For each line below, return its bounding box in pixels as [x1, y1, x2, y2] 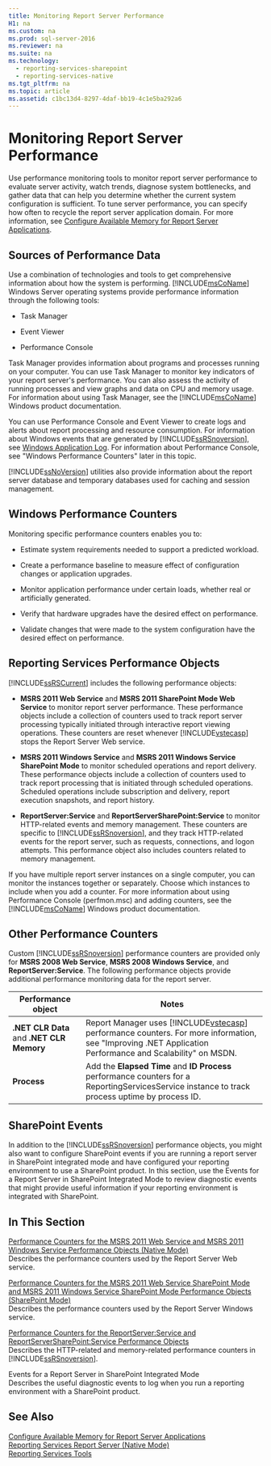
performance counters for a [85, 1071, 191, 1082]
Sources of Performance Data [8, 248, 161, 262]
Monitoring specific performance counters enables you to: [8, 529, 202, 539]
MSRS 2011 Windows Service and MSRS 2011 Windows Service [19, 752, 236, 762]
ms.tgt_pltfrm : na [8, 79, 70, 87]
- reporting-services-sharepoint [15, 65, 128, 73]
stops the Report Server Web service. [19, 737, 145, 746]
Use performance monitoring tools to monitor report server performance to [8, 173, 258, 183]
